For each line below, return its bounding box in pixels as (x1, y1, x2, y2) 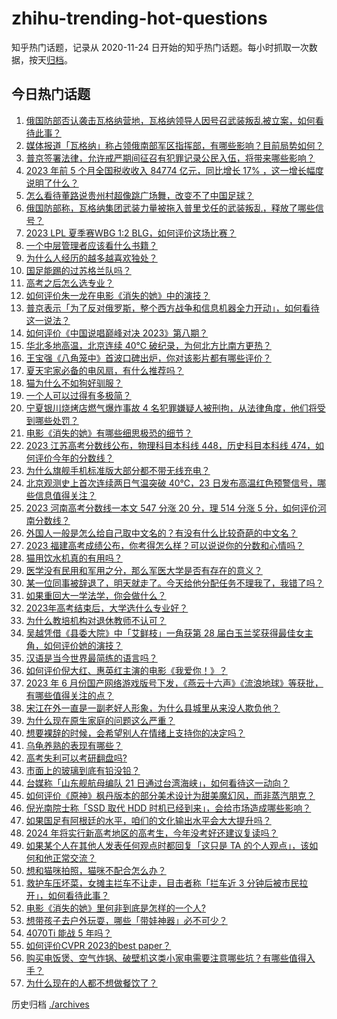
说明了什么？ (25, 177, 79, 189)
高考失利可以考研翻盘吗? (25, 752, 128, 764)
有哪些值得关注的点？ (25, 689, 114, 701)
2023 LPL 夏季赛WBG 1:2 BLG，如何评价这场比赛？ (25, 227, 237, 239)
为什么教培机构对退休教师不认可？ (25, 614, 167, 626)
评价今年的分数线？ (34, 452, 114, 464)
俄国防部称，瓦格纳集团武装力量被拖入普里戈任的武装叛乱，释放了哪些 (25, 202, 316, 214)
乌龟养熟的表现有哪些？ (25, 739, 123, 751)
